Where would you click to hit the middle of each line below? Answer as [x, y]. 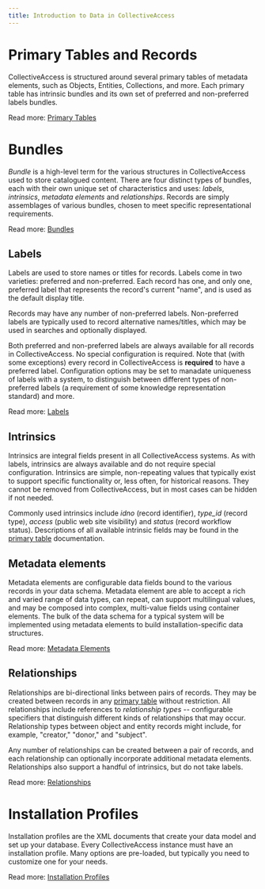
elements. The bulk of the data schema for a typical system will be [116, 616]
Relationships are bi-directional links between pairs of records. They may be [132, 692]
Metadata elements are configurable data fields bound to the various [120, 582]
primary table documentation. [57, 538]
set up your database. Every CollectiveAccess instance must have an [121, 845]
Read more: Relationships [50, 782]
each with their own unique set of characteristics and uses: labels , [116, 188]
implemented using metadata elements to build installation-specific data [126, 624]
